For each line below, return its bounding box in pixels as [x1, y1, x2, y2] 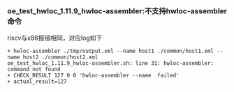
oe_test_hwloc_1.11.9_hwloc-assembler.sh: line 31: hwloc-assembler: [7, 60, 214, 67]
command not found [7, 66, 61, 73]
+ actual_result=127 [7, 78, 68, 85]
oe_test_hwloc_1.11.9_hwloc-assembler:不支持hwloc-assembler [7, 6, 227, 15]
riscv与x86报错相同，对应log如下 [7, 33, 103, 43]
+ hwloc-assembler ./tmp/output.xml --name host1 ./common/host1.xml [7, 47, 214, 55]
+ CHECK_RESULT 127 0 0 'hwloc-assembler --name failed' [7, 72, 180, 79]
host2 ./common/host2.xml [22, 54, 98, 61]
